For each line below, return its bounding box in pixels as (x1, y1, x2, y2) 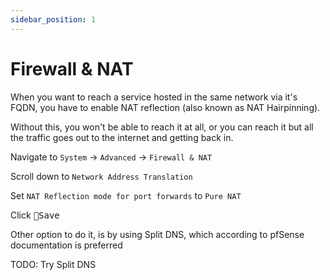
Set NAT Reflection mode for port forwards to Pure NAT (10, 189, 242, 201)
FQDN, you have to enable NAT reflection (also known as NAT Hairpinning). (10, 101, 321, 113)
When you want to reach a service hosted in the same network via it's (10, 91, 298, 103)
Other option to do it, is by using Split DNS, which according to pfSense (10, 228, 305, 240)
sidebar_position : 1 (10, 14, 97, 25)
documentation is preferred (10, 239, 123, 251)
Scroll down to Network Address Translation (10, 170, 193, 182)
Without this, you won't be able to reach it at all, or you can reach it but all (10, 121, 314, 133)
